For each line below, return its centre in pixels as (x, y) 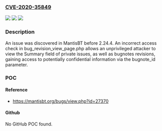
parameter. (17, 64)
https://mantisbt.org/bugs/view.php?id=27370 (60, 101)
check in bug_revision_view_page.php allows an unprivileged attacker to (80, 48)
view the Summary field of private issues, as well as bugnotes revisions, (80, 54)
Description (20, 32)
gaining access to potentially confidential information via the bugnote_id (80, 59)
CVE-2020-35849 (28, 7)
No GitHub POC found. (29, 124)
